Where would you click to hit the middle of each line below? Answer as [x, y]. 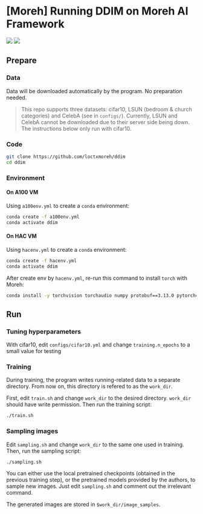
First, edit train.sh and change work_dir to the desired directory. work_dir [99, 398]
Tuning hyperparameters [44, 331]
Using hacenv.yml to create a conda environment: [66, 249]
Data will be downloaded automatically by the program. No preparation [94, 91]
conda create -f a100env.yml [43, 217]
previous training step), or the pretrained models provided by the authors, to [101, 480]
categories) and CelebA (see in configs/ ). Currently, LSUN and [99, 116]
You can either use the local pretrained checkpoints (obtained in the [91, 473]
